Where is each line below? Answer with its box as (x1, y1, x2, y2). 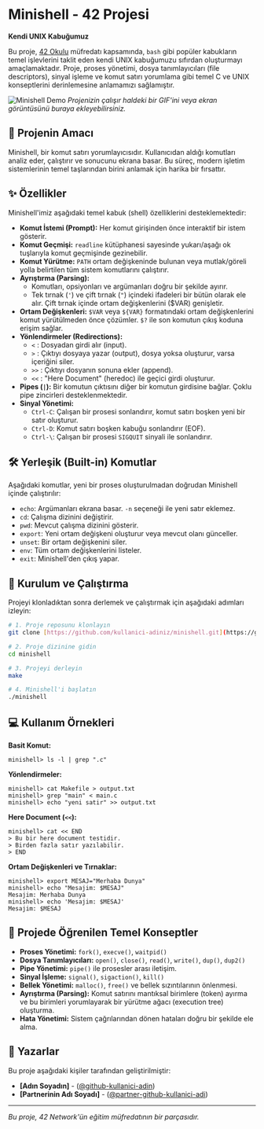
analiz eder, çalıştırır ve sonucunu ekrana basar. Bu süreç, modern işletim (8, 156, 245, 165)
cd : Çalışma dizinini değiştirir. (19, 513, 114, 522)
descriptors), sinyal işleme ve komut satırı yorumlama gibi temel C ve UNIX (8, 72, 250, 81)
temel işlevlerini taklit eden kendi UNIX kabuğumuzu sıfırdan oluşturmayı (8, 55, 243, 64)
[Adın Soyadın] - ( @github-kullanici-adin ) (19, 1081, 156, 1090)
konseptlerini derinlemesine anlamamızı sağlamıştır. (8, 80, 175, 90)
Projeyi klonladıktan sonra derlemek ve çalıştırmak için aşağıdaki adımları (8, 598, 244, 607)
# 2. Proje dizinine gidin (8, 642, 97, 650)
